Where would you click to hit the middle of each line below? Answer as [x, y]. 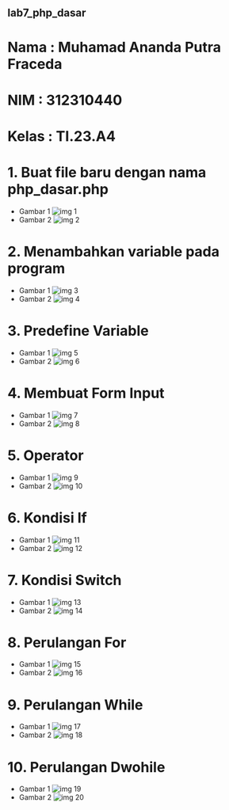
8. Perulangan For [67, 643]
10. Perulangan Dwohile [86, 767]
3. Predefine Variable [78, 331]
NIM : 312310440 [65, 100]
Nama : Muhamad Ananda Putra [114, 47]
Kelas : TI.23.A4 [62, 136]
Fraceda [35, 64]
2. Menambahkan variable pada [113, 252]
